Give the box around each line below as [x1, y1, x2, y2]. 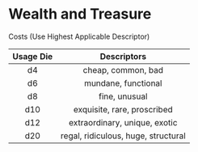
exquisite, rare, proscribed [73, 103, 174, 115]
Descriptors [99, 50, 147, 61]
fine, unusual [98, 91, 148, 102]
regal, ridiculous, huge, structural [60, 130, 186, 141]
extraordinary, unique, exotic [68, 116, 178, 128]
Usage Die [12, 50, 53, 61]
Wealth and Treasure [8, 5, 152, 23]
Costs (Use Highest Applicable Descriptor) [8, 32, 150, 41]
